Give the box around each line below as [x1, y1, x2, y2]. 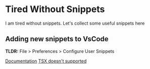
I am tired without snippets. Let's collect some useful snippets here [5, 20, 145, 26]
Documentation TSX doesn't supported [5, 58, 87, 64]
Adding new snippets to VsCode [5, 35, 109, 43]
